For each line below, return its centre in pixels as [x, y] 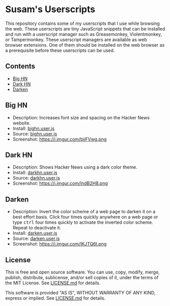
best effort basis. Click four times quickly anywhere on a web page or [85, 217]
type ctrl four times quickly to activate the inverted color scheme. [83, 222]
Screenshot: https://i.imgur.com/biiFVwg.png [60, 139]
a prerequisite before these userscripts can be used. [60, 50]
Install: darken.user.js [35, 233]
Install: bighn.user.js [33, 128]
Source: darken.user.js [36, 239]
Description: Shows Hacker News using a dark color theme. [75, 167]
